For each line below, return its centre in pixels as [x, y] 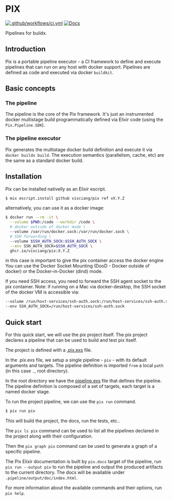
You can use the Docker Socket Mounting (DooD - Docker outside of [78, 266]
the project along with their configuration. [49, 436]
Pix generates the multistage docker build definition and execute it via [79, 150]
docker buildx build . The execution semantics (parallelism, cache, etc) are [85, 155]
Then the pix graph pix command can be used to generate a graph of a [81, 446]
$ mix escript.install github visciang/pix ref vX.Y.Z [65, 198]
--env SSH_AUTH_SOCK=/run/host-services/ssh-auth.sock [65, 306]
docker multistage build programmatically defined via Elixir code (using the [84, 120]
